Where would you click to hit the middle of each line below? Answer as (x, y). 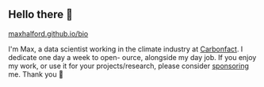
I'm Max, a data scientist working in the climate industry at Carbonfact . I (126, 49)
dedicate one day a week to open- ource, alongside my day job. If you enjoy (132, 57)
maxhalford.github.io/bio (48, 33)
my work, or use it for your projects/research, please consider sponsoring (129, 66)
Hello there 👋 (41, 15)
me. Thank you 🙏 (36, 74)
